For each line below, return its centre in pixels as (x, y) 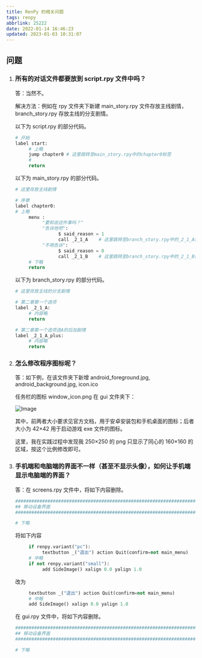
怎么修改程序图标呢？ (46, 364)
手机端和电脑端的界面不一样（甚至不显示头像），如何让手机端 (103, 466)
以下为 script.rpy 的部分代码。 (52, 126)
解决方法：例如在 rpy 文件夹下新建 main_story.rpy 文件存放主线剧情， (101, 106)
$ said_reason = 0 (81, 251)
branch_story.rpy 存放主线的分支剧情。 (63, 113)
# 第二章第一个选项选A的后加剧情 (50, 330)
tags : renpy (21, 17)
